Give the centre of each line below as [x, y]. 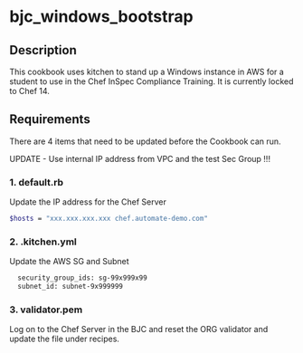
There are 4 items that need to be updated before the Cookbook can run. [146, 141]
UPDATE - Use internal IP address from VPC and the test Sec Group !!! [140, 158]
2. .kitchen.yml [43, 242]
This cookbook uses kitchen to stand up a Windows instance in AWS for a [147, 72]
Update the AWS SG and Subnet [69, 262]
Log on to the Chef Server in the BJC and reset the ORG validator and [139, 329]
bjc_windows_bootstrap [101, 17]
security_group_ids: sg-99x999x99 [82, 278]
